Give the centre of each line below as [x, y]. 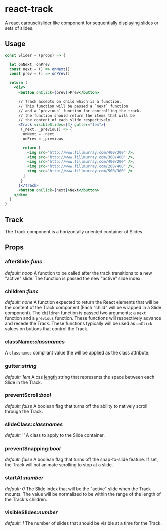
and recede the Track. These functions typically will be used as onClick [79, 323]
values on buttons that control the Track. [47, 329]
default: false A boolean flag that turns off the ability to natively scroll [76, 406]
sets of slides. [19, 28]
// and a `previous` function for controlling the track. [80, 111]
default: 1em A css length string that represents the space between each [80, 377]
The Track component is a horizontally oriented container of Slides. [74, 231]
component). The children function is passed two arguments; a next [76, 313]
